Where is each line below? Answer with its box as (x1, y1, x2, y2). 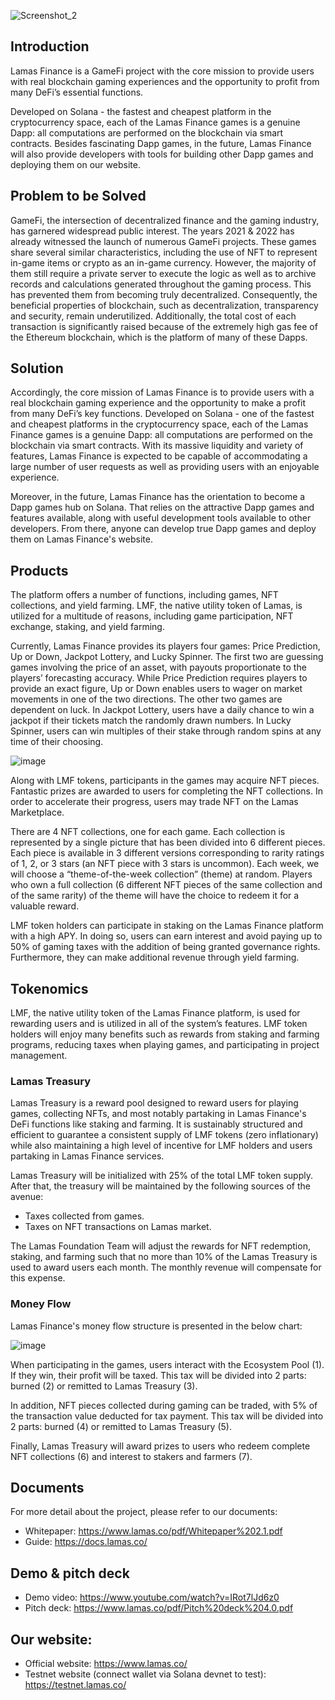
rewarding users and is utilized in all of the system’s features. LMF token (10, 1018, 308, 1030)
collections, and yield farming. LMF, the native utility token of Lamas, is (10, 600, 303, 612)
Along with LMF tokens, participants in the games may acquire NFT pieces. (10, 775, 320, 787)
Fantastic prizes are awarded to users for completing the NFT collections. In (10, 785, 323, 797)
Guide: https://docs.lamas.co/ (24, 1536, 148, 1548)
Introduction (10, 38, 90, 55)
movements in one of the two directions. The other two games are (10, 693, 283, 705)
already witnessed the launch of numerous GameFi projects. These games (10, 235, 317, 247)
